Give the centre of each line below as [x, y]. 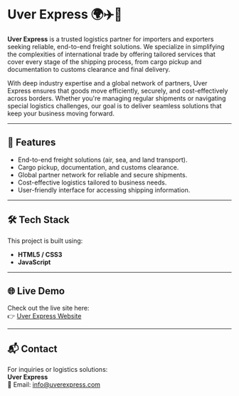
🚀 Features [32, 143]
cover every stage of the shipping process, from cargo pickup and [105, 61]
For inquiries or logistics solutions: [58, 370]
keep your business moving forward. [61, 113]
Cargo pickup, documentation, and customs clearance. [98, 167]
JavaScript [34, 262]
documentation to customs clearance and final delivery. [89, 69]
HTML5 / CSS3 [40, 254]
